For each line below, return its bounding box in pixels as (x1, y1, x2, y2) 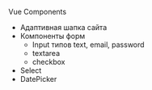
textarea (32, 49, 61, 58)
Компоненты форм (19, 32, 86, 41)
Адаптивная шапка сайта (19, 23, 108, 32)
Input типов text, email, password (32, 40, 145, 49)
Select (19, 66, 42, 75)
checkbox (32, 57, 66, 66)
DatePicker (19, 75, 57, 84)
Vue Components (8, 7, 67, 16)
